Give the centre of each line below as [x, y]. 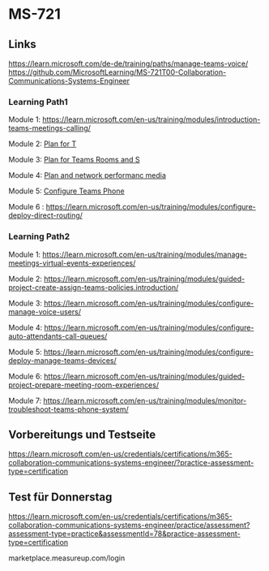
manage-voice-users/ [45, 311]
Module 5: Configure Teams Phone [66, 191]
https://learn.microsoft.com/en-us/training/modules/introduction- [152, 119]
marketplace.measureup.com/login [67, 558]
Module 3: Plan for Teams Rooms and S [74, 160]
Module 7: [25, 400]
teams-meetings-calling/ [50, 128]
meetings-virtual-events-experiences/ [72, 263]
